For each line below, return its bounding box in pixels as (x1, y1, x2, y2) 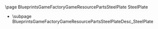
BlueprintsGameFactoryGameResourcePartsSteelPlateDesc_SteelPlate (12, 19, 154, 24)
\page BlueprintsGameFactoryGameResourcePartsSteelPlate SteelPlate (5, 4, 148, 10)
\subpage (12, 14, 32, 19)
